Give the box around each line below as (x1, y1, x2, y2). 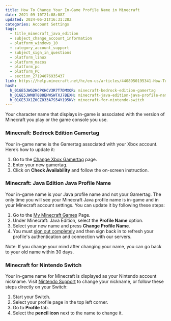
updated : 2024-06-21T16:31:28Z (5, 17, 72, 22)
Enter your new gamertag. (12, 161, 68, 168)
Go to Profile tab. (12, 305, 49, 311)
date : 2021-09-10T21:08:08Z (5, 12, 65, 17)
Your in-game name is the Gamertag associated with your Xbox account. (5, 141, 158, 147)
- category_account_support (10, 45, 70, 50)
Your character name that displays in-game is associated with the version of (5, 111, 165, 118)
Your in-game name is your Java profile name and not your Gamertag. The (5, 191, 161, 197)
